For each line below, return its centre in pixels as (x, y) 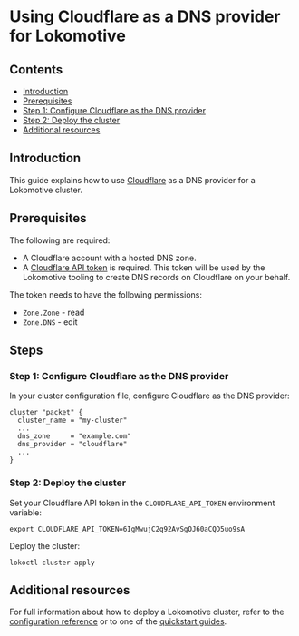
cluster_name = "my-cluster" (72, 421)
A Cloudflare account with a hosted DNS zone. (109, 258)
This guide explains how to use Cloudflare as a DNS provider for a (132, 180)
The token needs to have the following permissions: (106, 294)
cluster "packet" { (46, 413)
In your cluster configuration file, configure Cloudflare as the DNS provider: (149, 396)
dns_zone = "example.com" (74, 436)
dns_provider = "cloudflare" (72, 445)
